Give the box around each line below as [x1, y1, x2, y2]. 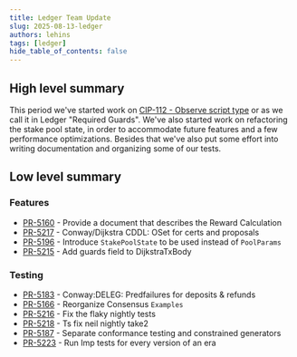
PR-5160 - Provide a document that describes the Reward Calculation [22, 217, 283, 227]
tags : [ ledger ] [9, 38, 67, 48]
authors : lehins [9, 30, 71, 39]
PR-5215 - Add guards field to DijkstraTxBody [22, 246, 192, 256]
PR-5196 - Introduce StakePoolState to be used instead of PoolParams [22, 236, 283, 247]
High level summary [9, 81, 125, 96]
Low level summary [9, 169, 122, 185]
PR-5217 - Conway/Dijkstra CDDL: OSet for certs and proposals [22, 227, 260, 237]
